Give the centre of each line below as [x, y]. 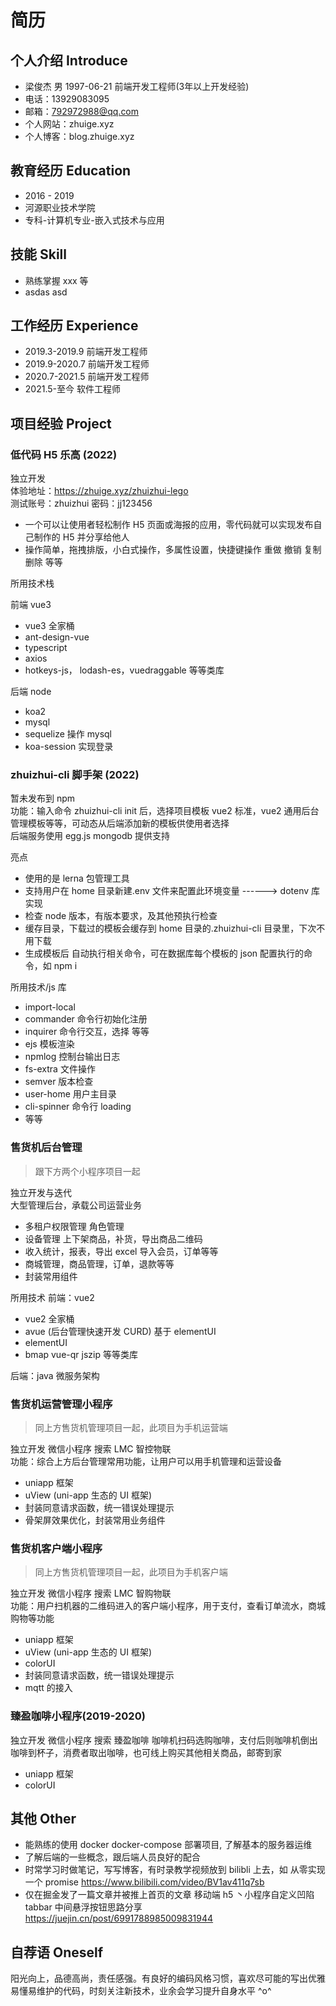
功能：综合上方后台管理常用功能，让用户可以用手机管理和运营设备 [146, 1462]
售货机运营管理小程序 [61, 1404]
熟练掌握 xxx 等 [56, 280]
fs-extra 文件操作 [60, 1069]
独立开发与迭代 [41, 1192]
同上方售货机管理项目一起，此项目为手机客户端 [131, 1572]
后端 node [31, 692]
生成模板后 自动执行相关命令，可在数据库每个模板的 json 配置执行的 [164, 953]
